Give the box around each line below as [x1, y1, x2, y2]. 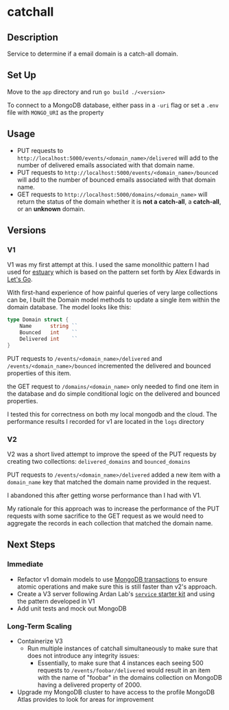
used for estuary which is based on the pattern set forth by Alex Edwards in [7, 268, 221, 276]
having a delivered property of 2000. [37, 681, 142, 689]
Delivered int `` [19, 335, 78, 342]
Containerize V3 [16, 637, 63, 645]
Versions [7, 224, 47, 237]
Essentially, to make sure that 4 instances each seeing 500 [37, 659, 204, 667]
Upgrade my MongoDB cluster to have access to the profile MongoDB [16, 687, 215, 696]
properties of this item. [7, 368, 72, 377]
